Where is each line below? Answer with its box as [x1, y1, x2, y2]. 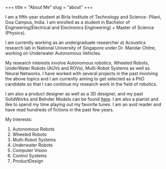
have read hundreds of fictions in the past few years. [5, 107, 114, 112]
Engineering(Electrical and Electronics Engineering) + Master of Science [5, 24, 154, 30]
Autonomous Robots [12, 126, 55, 132]
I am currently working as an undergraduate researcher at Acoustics [5, 39, 146, 45]
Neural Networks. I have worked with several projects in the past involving [5, 70, 158, 76]
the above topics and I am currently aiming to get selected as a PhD [5, 76, 145, 81]
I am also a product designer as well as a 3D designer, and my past [5, 91, 143, 96]
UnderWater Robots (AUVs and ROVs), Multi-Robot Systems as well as [5, 65, 150, 71]
